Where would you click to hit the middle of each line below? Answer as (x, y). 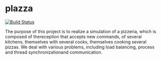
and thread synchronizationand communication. (54, 52)
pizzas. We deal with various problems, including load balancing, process (80, 47)
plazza (19, 9)
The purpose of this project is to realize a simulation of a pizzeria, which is (81, 31)
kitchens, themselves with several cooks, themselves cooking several (76, 41)
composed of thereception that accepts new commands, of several (73, 37)
